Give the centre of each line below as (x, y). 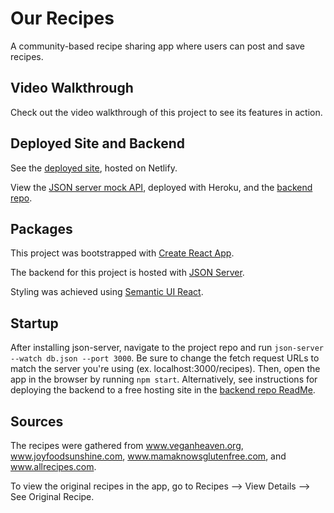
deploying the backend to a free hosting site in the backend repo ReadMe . (163, 390)
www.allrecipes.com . (53, 466)
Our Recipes (62, 18)
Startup (34, 323)
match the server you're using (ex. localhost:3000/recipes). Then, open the (165, 369)
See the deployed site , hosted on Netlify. (94, 168)
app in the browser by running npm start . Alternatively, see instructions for (164, 379)
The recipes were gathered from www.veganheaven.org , (127, 445)
